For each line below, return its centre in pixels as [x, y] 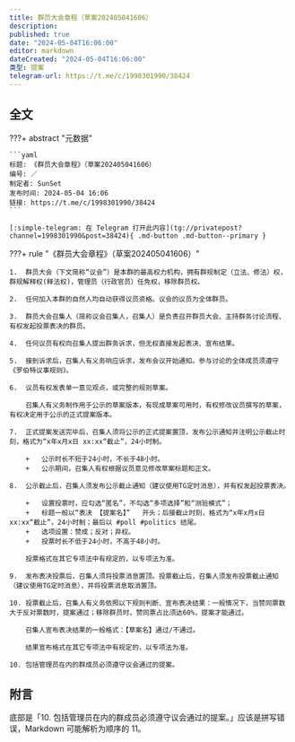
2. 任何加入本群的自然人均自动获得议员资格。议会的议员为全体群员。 [121, 299]
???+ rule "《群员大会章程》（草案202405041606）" [104, 253]
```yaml [24, 155]
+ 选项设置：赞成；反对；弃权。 [80, 532]
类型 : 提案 [27, 68]
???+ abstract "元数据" [51, 138]
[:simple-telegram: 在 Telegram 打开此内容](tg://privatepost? [126, 228]
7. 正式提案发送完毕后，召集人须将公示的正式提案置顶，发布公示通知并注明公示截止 [144, 432]
